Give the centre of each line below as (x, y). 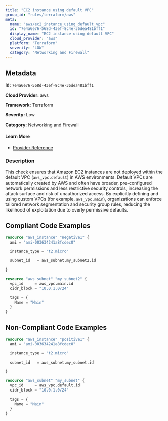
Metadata (21, 73)
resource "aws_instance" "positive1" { (47, 339)
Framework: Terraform (29, 105)
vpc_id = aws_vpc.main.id (41, 283)
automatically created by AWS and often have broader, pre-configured (79, 183)
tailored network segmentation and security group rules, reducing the (78, 204)
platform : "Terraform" (34, 43)
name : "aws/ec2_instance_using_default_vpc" (57, 24)
